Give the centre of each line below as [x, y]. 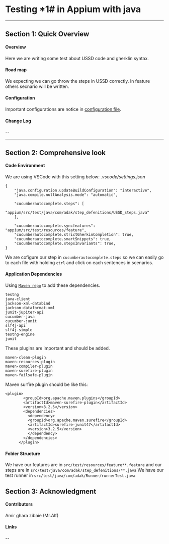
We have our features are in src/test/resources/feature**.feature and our [83, 465]
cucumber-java [20, 317]
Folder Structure [23, 454]
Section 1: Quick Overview [47, 34]
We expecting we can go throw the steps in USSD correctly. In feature [78, 81]
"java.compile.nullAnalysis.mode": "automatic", [66, 195]
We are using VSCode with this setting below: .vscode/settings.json [75, 177]
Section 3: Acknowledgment [51, 491]
